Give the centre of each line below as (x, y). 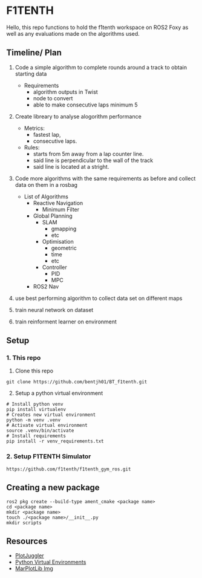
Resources (27, 541)
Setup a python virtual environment (59, 393)
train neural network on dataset (54, 310)
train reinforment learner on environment (66, 322)
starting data (31, 74)
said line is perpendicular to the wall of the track (93, 160)
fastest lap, (47, 134)
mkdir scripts (24, 523)
